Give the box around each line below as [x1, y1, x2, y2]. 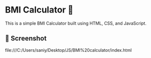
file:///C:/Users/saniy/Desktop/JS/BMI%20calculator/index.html [5, 47, 132, 53]
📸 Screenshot [5, 34, 47, 43]
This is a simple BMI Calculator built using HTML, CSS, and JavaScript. [5, 20, 147, 26]
